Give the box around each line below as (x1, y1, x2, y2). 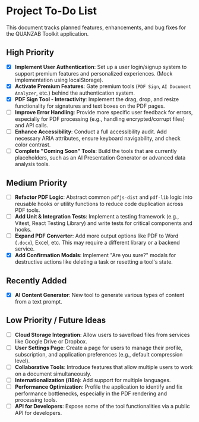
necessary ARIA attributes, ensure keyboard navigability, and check (14, 135, 181, 142)
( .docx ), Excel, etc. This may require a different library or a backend (14, 239, 180, 246)
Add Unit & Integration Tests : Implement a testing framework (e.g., (14, 213, 179, 220)
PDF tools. (14, 207, 40, 214)
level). (14, 357, 30, 364)
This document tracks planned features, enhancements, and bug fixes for (6, 24, 186, 31)
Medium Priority (6, 177, 68, 188)
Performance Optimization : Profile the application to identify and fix (14, 383, 183, 390)
